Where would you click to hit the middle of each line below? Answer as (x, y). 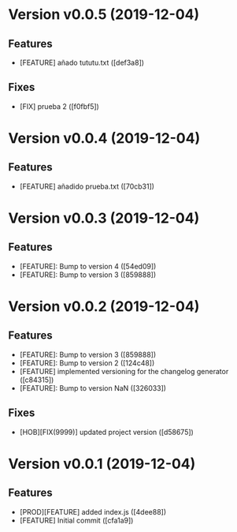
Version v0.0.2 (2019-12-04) (104, 306)
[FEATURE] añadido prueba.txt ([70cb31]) (87, 186)
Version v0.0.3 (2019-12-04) (104, 218)
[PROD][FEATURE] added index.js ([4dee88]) (93, 511)
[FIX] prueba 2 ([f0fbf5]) (59, 106)
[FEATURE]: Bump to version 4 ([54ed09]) (88, 266)
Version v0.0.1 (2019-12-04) (102, 464)
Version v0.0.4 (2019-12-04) (104, 138)
